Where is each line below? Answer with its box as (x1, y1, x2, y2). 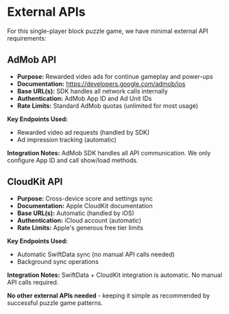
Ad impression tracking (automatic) (16, 135, 117, 144)
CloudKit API (7, 176, 63, 188)
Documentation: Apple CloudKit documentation (16, 201, 153, 210)
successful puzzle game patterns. (7, 298, 103, 306)
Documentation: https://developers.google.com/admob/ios (16, 80, 186, 88)
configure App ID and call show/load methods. (7, 156, 138, 164)
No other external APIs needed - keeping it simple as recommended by (7, 291, 210, 300)
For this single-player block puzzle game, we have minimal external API (7, 27, 209, 35)
